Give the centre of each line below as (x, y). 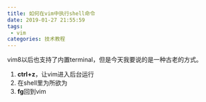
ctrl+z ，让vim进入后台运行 (55, 74)
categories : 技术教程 (36, 39)
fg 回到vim (32, 92)
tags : (15, 26)
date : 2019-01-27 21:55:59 (46, 20)
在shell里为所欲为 (42, 83)
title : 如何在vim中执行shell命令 (51, 13)
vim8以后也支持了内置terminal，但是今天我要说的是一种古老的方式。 (105, 60)
